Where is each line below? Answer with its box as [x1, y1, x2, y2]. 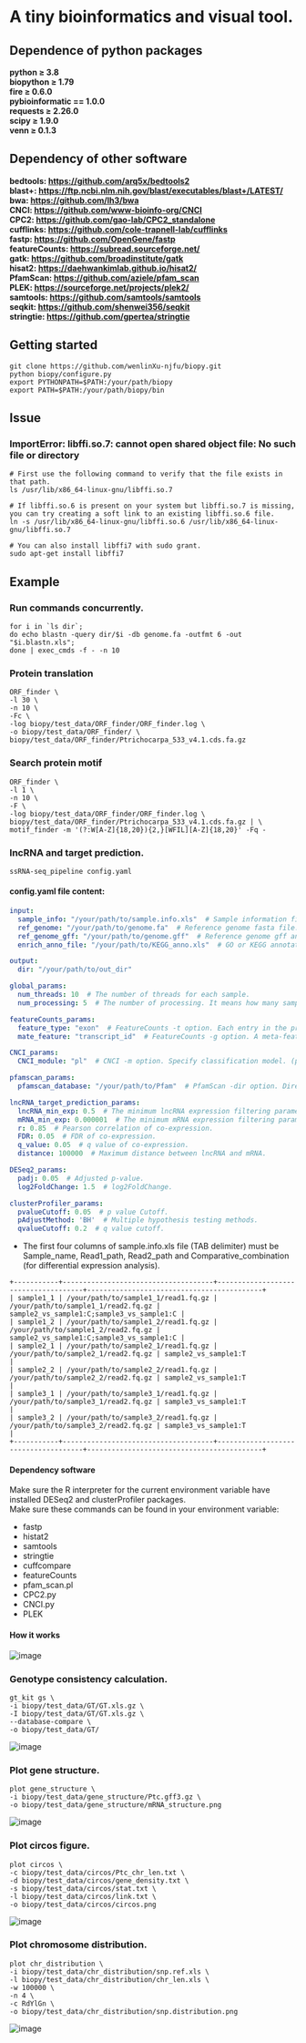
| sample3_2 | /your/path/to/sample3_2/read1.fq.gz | [9, 1413, 219, 1422]
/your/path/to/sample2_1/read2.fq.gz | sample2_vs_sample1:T [9, 1350, 247, 1359]
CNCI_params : [9, 1048, 59, 1058]
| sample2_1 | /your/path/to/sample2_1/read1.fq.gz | [9, 1341, 219, 1350]
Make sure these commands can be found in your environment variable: [9, 1504, 280, 1514]
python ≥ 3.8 [9, 67, 59, 77]
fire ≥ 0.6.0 [9, 87, 53, 97]
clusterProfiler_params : [9, 1198, 104, 1208]
